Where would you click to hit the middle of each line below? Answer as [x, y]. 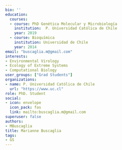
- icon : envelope [23, 103]
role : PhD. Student [25, 93]
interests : [16, 56]
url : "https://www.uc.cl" [37, 89]
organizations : [21, 79]
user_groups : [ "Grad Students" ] [39, 75]
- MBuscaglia [19, 126]
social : [13, 98]
